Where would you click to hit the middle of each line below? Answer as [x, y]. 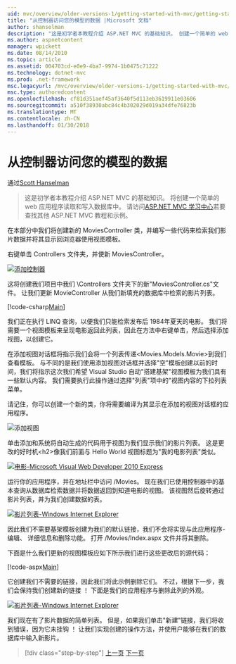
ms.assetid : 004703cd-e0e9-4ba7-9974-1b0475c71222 [83, 66]
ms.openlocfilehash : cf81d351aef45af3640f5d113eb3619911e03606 [102, 99]
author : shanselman [36, 27]
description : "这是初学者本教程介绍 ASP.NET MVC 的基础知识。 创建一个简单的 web [118, 33]
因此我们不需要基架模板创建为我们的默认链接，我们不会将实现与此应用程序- [117, 530]
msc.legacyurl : [29, 86]
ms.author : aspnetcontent [45, 40]
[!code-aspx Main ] [33, 567]
